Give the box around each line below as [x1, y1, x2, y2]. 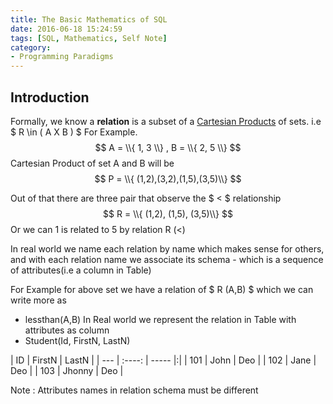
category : [10, 42, 52, 53]
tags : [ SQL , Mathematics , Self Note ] [10, 33, 168, 43]
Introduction [10, 89, 90, 106]
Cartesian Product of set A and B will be [10, 157, 175, 169]
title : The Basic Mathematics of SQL [10, 14, 168, 25]
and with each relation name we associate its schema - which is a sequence [10, 253, 324, 265]
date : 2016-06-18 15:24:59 [10, 24, 123, 34]
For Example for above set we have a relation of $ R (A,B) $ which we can [10, 283, 314, 295]
